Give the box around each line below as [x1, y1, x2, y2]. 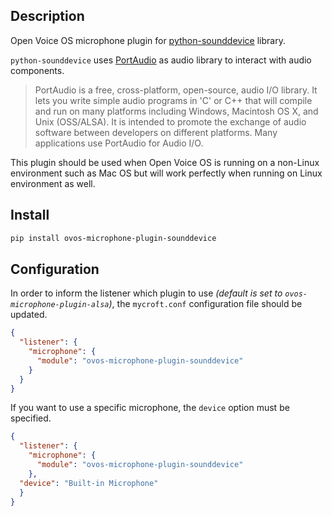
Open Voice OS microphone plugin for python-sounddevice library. [10, 34, 286, 46]
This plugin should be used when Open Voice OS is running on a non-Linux [10, 156, 320, 168]
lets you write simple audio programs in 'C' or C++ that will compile [34, 94, 313, 106]
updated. [10, 309, 48, 321]
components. [10, 64, 65, 76]
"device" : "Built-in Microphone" [19, 478, 159, 488]
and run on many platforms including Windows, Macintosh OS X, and [34, 105, 319, 117]
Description [10, 8, 85, 25]
